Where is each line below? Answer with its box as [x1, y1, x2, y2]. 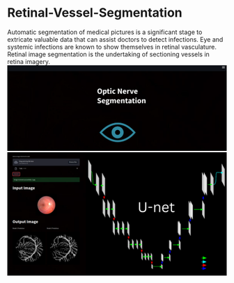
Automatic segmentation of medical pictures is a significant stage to [7, 28, 203, 36]
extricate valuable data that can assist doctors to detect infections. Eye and [7, 35, 224, 43]
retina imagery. [7, 57, 51, 65]
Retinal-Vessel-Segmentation [7, 5, 182, 21]
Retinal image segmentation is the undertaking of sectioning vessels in [7, 50, 210, 58]
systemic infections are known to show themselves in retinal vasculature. [7, 42, 217, 51]
